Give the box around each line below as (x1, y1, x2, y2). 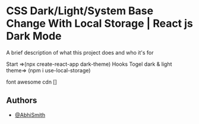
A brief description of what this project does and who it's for (6, 49, 154, 56)
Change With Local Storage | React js (6, 17, 193, 30)
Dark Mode (6, 30, 62, 43)
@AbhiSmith (14, 111, 46, 118)
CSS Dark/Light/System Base (6, 4, 153, 18)
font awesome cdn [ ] (6, 78, 58, 85)
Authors (6, 96, 37, 106)
